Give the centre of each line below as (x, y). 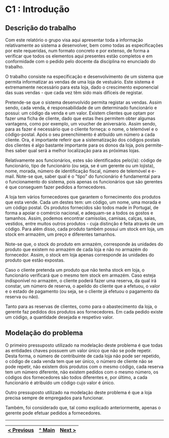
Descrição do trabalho (41, 28)
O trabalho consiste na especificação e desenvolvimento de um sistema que (84, 76)
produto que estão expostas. (35, 260)
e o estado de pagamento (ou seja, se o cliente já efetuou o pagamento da (82, 291)
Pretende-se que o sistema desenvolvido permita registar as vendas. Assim (83, 102)
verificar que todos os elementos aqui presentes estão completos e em (79, 56)
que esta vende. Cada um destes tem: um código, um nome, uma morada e (83, 202)
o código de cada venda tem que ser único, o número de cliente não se (79, 361)
